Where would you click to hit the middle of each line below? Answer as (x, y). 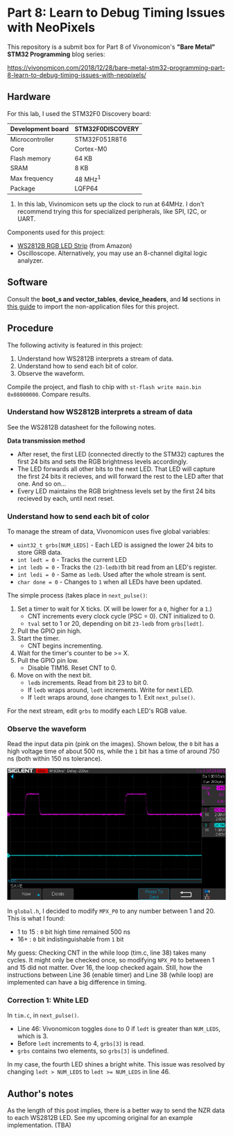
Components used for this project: (56, 232)
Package (23, 188)
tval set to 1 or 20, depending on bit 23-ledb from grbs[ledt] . (116, 624)
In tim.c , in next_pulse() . (43, 1015)
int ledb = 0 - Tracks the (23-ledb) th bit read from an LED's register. (117, 567)
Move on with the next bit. (54, 675)
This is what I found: (36, 918)
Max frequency (32, 178)
